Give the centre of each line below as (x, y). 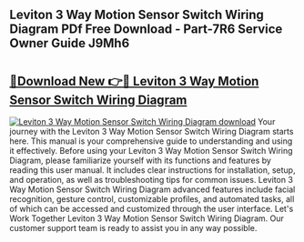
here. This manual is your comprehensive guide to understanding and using (151, 141)
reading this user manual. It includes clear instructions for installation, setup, (152, 170)
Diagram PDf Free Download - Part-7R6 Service (146, 30)
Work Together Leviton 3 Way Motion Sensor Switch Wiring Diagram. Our (147, 218)
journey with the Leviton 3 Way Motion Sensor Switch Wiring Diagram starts (152, 131)
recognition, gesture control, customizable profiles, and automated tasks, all (152, 199)
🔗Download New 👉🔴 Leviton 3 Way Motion (134, 81)
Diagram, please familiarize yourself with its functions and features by (140, 160)
